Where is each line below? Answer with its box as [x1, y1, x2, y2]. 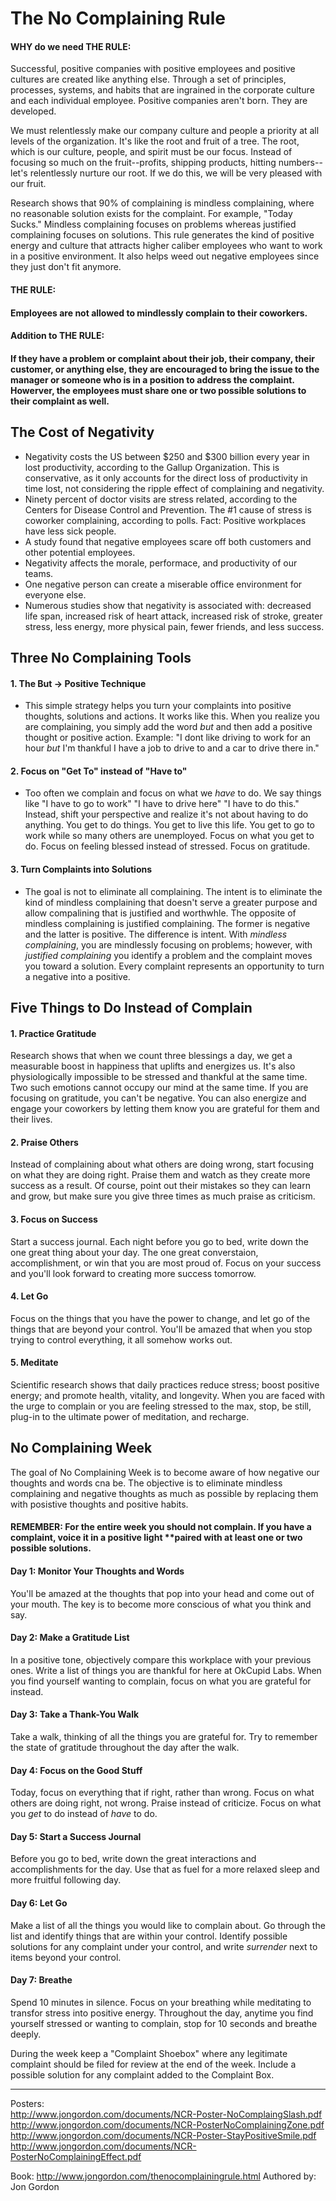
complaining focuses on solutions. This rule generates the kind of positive [10, 229, 315, 241]
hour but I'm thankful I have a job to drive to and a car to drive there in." [24, 742, 320, 754]
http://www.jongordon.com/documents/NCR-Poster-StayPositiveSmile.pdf [10, 2129, 317, 2141]
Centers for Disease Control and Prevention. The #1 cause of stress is [24, 503, 312, 516]
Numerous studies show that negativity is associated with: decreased [24, 599, 312, 611]
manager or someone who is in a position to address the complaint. [10, 373, 295, 386]
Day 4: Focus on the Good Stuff [10, 1764, 143, 1776]
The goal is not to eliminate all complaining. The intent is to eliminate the [24, 885, 323, 897]
